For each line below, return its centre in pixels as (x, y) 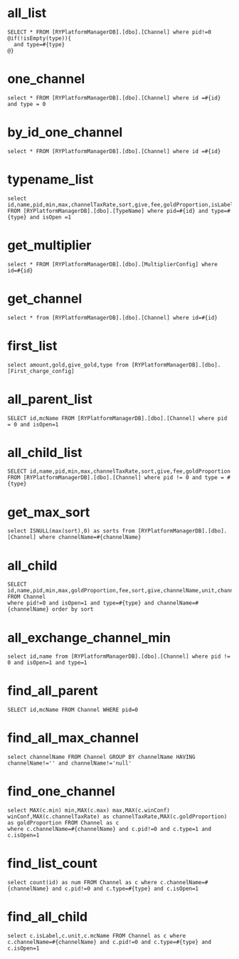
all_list (27, 13)
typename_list (51, 179)
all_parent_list (50, 399)
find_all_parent (53, 691)
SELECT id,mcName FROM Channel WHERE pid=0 (73, 710)
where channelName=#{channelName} (90, 538)
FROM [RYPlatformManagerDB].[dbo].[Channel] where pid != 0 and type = (116, 478)
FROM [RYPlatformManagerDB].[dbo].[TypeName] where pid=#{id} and (108, 211)
